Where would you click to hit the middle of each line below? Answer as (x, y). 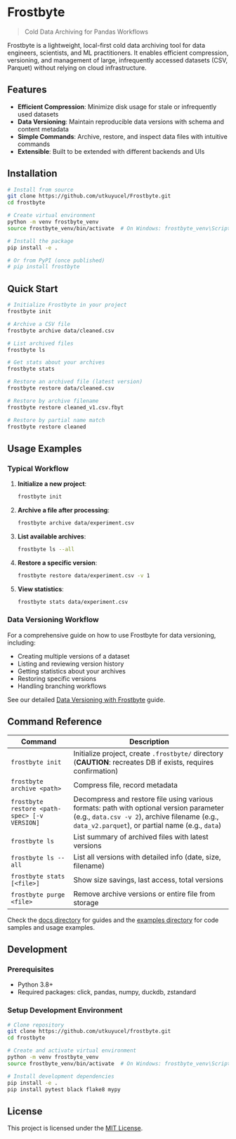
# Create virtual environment (52, 216)
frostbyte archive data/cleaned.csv (61, 331)
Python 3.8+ (35, 985)
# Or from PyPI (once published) (56, 261)
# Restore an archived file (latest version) (75, 382)
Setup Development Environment (65, 1010)
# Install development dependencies (61, 1076)
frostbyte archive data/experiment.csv (76, 523)
